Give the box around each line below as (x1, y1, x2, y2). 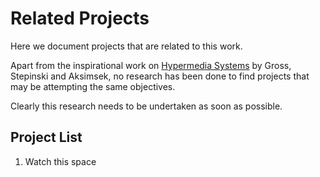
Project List (10, 129, 83, 146)
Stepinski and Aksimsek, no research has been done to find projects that (10, 70, 310, 82)
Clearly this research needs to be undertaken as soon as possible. (10, 100, 283, 112)
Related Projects (10, 7, 150, 30)
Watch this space (24, 155, 97, 167)
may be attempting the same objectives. (10, 80, 176, 92)
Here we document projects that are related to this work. (10, 40, 243, 52)
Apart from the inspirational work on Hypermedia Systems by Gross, (10, 59, 292, 71)
